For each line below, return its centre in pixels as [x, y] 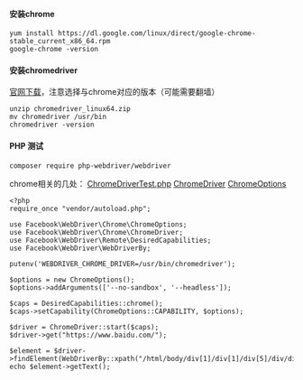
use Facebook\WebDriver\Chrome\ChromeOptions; [98, 224]
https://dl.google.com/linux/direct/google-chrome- [156, 33]
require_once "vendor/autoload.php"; [80, 209]
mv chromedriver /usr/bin [58, 117]
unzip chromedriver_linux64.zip [70, 109]
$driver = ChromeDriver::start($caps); [84, 327]
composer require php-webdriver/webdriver [90, 166]
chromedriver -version [52, 125]
